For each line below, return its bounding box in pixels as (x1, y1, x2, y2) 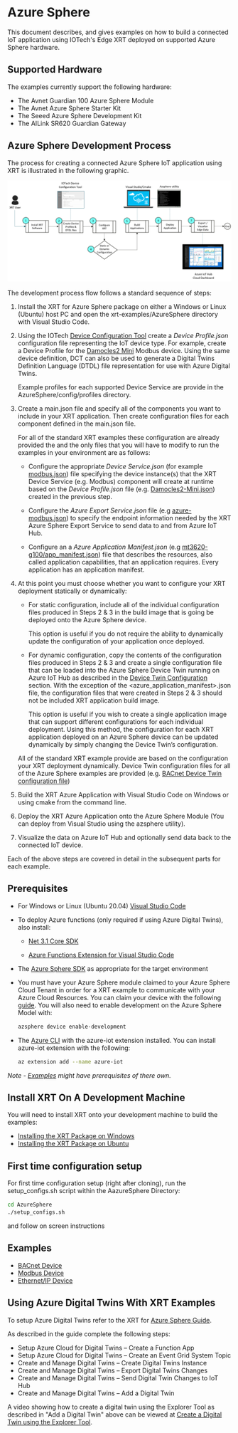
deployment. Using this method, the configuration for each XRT (28, 725, 215, 733)
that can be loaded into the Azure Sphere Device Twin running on (28, 666, 220, 674)
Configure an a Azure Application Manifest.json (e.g (28, 542, 181, 551)
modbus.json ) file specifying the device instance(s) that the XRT (28, 469, 217, 478)
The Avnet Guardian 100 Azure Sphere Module (17, 96, 154, 105)
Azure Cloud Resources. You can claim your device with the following (17, 993, 222, 1002)
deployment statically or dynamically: (17, 587, 127, 595)
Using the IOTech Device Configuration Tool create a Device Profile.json (17, 331, 229, 340)
